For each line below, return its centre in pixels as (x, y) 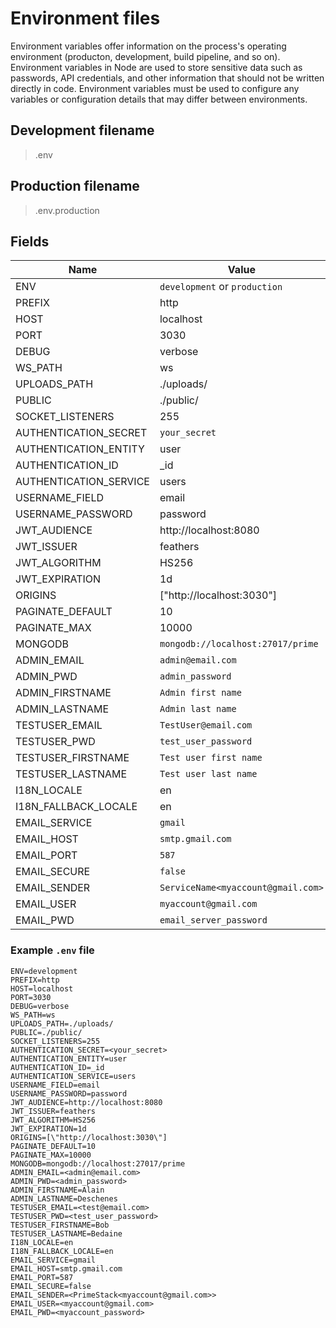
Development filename (82, 130)
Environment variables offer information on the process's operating (148, 46)
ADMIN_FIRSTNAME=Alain (57, 1190)
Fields (30, 241)
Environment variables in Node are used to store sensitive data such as (156, 67)
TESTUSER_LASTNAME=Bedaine (66, 1233)
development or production (221, 287)
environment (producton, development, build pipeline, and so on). (145, 56)
